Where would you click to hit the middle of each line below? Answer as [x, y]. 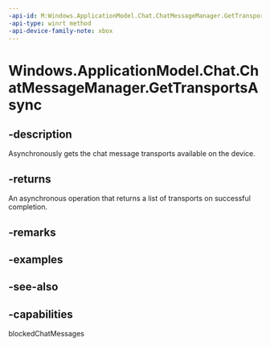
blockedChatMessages [46, 334]
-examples [36, 259]
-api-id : [23, 16]
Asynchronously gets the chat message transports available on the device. [132, 154]
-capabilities [41, 314]
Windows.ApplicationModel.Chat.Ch [134, 70]
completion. [28, 207]
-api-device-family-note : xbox [61, 31]
